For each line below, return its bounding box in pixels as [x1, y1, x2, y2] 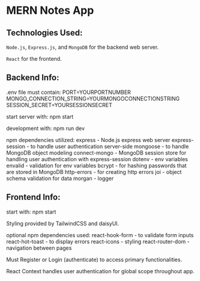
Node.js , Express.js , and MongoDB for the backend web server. [6, 43, 159, 51]
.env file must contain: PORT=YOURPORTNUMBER [6, 88, 131, 96]
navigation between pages [6, 244, 72, 252]
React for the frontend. [6, 55, 62, 62]
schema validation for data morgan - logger [6, 174, 114, 182]
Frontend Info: [6, 192, 61, 202]
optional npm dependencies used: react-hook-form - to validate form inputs [6, 231, 194, 238]
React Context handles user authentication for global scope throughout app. [6, 267, 195, 274]
